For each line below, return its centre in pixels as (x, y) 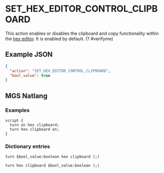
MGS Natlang (26, 96)
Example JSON (29, 55)
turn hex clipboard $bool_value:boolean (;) (52, 166)
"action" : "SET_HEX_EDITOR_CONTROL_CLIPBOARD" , (60, 71)
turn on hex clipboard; (34, 125)
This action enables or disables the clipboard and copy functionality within (82, 33)
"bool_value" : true (30, 75)
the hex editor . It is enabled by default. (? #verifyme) (59, 39)
